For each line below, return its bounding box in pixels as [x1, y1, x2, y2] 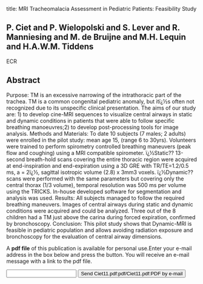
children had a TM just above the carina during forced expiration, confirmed [6, 213, 196, 220]
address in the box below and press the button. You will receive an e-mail [6, 251, 190, 258]
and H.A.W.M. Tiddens [6, 42, 94, 52]
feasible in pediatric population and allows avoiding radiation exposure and [6, 226, 193, 234]
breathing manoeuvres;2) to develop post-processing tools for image [6, 124, 179, 131]
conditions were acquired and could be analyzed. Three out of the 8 [6, 207, 176, 214]
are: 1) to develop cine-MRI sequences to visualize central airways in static [6, 110, 193, 117]
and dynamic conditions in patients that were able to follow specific [6, 117, 175, 124]
